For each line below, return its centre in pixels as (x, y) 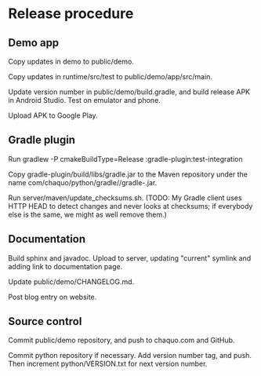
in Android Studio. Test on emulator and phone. (84, 100)
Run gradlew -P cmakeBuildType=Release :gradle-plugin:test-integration (125, 159)
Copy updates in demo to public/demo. (71, 61)
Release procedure (71, 14)
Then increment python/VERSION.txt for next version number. (108, 364)
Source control (45, 321)
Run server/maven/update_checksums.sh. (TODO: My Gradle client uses (125, 198)
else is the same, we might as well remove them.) (87, 214)
